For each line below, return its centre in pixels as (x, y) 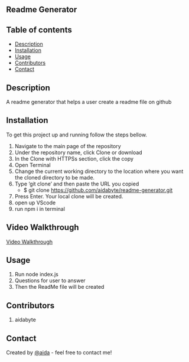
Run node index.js (37, 275)
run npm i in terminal (40, 208)
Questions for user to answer (50, 281)
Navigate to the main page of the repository (68, 146)
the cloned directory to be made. (55, 177)
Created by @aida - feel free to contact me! (59, 353)
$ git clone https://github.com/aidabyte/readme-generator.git (98, 190)
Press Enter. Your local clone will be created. (69, 196)
